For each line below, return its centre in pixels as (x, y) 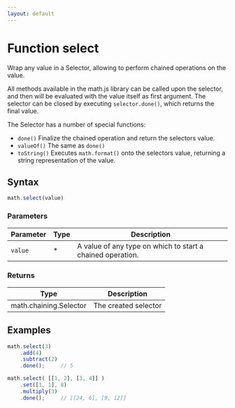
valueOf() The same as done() (61, 145)
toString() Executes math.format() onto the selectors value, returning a (121, 153)
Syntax (23, 182)
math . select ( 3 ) (29, 347)
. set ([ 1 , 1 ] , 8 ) (44, 385)
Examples (29, 330)
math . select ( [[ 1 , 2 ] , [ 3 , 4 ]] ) (56, 379)
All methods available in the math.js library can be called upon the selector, (115, 89)
